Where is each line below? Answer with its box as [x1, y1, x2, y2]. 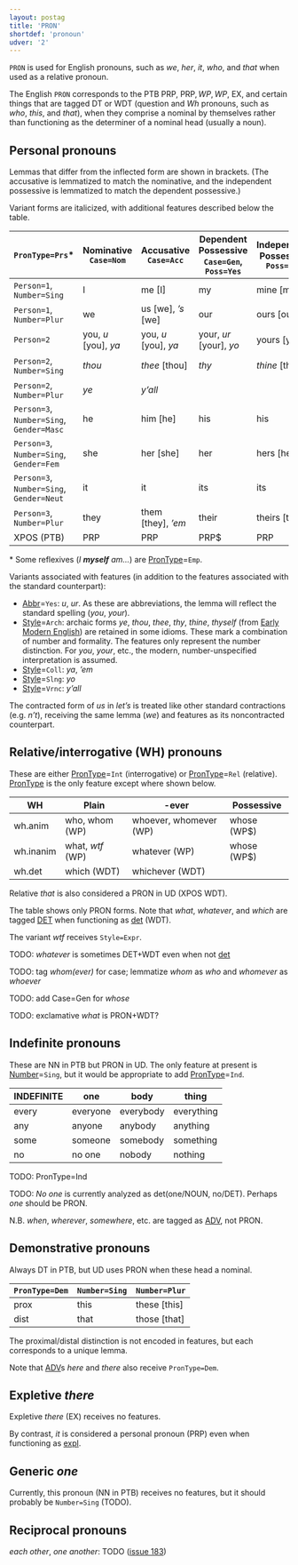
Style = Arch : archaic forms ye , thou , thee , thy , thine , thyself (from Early [21, 617, 279, 627]
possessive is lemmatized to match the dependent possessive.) [9, 186, 241, 196]
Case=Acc [146, 255, 184, 266]
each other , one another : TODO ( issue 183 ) [9, 1545, 167, 1556]
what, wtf [65, 839, 104, 851]
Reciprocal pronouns [9, 1522, 127, 1537]
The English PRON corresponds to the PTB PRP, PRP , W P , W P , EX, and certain [9, 89, 288, 100]
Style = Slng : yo [21, 674, 76, 684]
